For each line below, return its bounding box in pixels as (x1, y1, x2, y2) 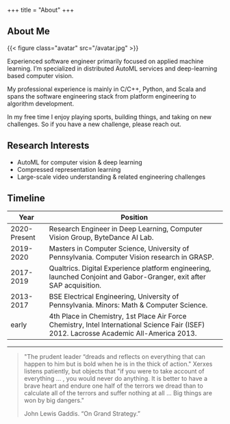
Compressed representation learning (16, 165, 121, 173)
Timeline (7, 192, 46, 204)
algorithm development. (7, 99, 74, 108)
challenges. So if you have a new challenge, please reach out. (7, 120, 181, 128)
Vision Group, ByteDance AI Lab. (49, 233, 154, 242)
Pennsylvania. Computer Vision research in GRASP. (49, 253, 214, 262)
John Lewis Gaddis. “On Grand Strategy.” (23, 410, 140, 418)
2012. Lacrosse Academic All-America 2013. (49, 329, 197, 338)
